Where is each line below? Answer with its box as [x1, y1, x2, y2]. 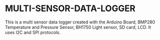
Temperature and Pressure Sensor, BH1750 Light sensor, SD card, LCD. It [5, 24, 151, 30]
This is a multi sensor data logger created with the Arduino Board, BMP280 [5, 19, 155, 25]
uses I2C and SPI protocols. [5, 29, 61, 35]
